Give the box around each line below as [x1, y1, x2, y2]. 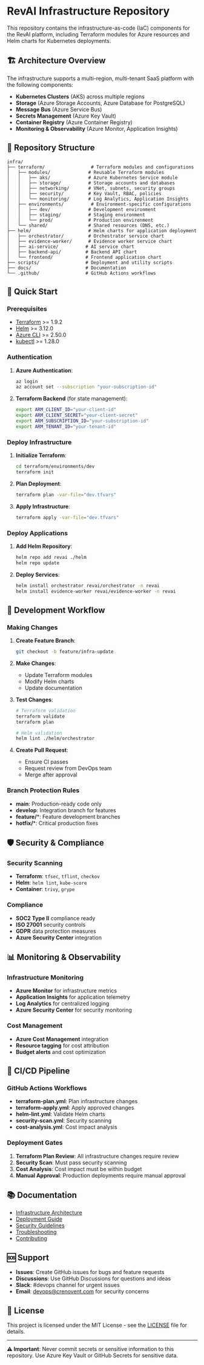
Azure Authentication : [15, 367, 73, 374]
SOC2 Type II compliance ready [15, 914, 96, 922]
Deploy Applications [7, 529, 68, 537]
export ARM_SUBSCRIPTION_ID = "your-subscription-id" [15, 418, 149, 424]
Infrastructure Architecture [15, 1209, 82, 1216]
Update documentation [24, 684, 82, 692]
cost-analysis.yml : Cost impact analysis [15, 1123, 117, 1131]
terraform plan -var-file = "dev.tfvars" [15, 492, 117, 498]
